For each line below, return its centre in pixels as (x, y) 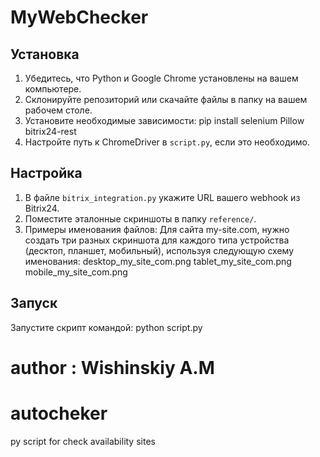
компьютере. (53, 89)
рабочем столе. (58, 110)
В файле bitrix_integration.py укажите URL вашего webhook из (162, 197)
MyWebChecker (79, 17)
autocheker (59, 413)
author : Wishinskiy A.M (112, 367)
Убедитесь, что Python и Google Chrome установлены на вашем (161, 78)
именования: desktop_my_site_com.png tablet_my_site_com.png (158, 261)
